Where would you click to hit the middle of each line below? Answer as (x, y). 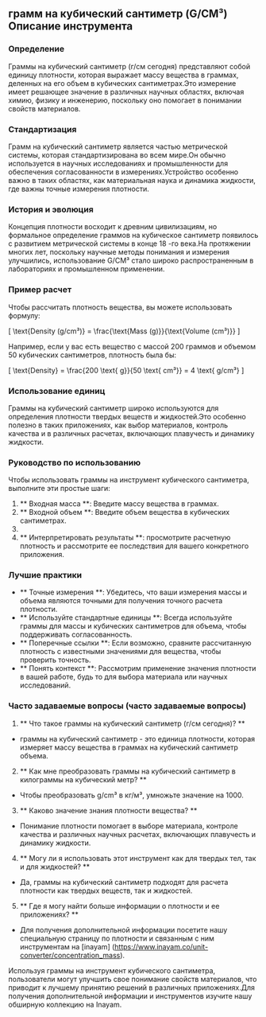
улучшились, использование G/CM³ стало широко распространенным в (131, 261)
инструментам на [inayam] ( (67, 946)
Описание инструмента (71, 27)
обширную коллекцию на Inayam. (65, 1004)
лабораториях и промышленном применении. (87, 269)
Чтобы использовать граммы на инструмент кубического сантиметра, (129, 480)
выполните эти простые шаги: (60, 489)
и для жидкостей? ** (55, 867)
